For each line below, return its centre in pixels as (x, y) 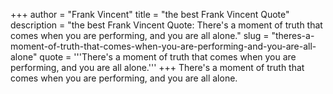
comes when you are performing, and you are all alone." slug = (140, 35)
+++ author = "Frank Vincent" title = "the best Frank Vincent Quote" (150, 14)
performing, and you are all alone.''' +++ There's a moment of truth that (157, 67)
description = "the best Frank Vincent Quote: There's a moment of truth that (166, 25)
